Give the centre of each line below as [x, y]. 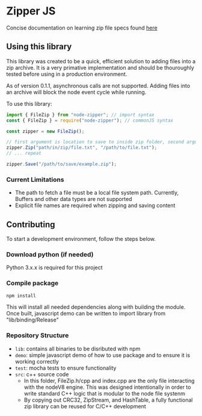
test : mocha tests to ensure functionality [66, 368]
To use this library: [29, 104]
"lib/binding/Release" [32, 320]
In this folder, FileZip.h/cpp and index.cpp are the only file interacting [109, 380]
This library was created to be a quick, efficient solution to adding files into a [101, 61]
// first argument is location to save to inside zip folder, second [95, 142]
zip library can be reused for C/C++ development [85, 406]
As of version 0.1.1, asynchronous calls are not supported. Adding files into [98, 85]
